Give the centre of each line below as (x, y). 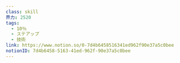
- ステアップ (25, 34)
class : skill (22, 12)
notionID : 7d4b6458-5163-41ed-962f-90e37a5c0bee (68, 51)
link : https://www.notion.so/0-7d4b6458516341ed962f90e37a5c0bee (90, 46)
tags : (12, 23)
